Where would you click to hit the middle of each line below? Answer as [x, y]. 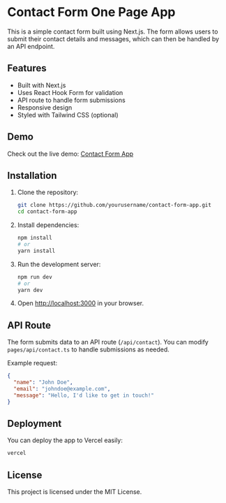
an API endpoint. [31, 46]
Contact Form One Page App [91, 12]
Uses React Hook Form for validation [70, 92]
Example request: [32, 363]
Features [27, 68]
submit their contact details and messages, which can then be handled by [113, 38]
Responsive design [45, 107]
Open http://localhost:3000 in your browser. [81, 303]
